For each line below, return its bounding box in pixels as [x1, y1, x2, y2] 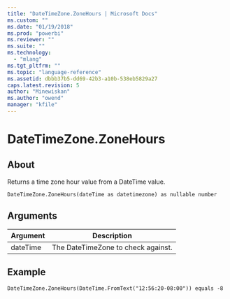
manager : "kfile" [7, 101, 58, 108]
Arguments [7, 210, 58, 222]
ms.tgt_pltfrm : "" [7, 62, 61, 69]
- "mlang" [13, 56, 42, 63]
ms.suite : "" [7, 43, 45, 50]
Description [92, 231, 133, 240]
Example [7, 266, 46, 278]
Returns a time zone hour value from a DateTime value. [7, 177, 166, 186]
